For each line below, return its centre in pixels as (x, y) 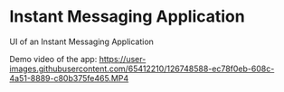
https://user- (123, 59)
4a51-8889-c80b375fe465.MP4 (69, 78)
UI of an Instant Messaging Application (81, 41)
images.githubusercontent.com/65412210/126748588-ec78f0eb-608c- (142, 69)
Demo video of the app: (53, 59)
